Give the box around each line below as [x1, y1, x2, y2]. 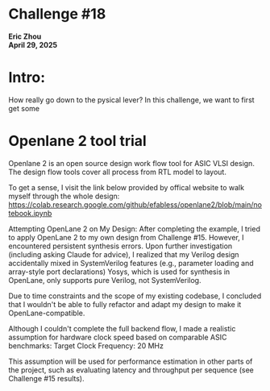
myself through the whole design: [8, 191, 120, 201]
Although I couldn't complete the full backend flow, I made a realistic [8, 323, 236, 333]
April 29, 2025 [8, 40, 58, 49]
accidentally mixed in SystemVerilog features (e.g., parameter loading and [8, 258, 254, 268]
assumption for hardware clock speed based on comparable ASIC [8, 332, 227, 342]
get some [8, 103, 40, 113]
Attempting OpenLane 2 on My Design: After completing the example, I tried [8, 223, 260, 234]
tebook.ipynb [8, 208, 52, 218]
